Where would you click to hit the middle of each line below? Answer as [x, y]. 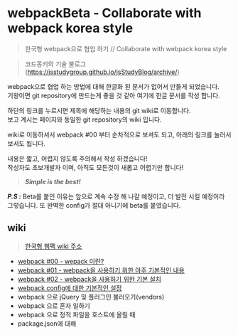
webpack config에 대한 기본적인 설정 [70, 288]
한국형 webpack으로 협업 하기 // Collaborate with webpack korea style [126, 48]
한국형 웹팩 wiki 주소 [53, 246]
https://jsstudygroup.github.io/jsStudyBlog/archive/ [102, 72]
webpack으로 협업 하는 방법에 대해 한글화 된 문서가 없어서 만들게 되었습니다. [114, 86]
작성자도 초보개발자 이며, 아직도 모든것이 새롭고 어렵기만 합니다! [96, 167]
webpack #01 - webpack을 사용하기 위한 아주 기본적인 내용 [101, 270]
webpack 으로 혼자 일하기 [54, 305]
